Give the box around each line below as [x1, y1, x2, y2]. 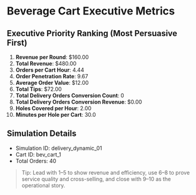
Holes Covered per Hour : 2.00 [15, 105, 92, 112]
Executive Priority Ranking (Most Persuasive [7, 28, 178, 39]
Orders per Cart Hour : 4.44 [15, 66, 85, 73]
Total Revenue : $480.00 [15, 60, 77, 67]
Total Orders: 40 [15, 157, 57, 164]
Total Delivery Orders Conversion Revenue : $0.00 [15, 98, 142, 105]
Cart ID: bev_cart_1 [15, 150, 61, 158]
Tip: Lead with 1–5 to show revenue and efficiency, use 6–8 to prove [21, 169, 190, 176]
